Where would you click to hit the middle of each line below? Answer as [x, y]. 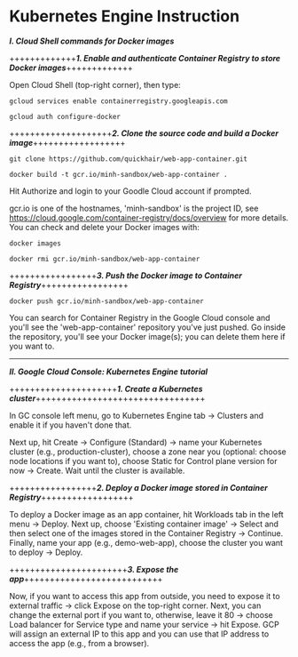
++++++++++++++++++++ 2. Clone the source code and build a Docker [144, 133]
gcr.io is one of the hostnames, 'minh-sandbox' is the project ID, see [134, 208]
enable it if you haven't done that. [71, 425]
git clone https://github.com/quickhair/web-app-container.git [129, 159]
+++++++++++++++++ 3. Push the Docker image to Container [125, 275]
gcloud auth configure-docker [65, 116]
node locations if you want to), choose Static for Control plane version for [143, 461]
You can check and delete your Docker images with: [104, 227]
